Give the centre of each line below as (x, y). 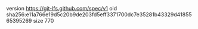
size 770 (44, 21)
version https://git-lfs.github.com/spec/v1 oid (62, 8)
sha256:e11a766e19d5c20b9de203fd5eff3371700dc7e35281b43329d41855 (99, 14)
